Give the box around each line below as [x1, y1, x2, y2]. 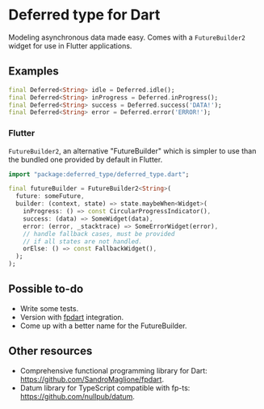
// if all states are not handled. [23, 237, 143, 246]
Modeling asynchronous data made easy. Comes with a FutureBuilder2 [8, 32, 246, 42]
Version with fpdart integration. [19, 312, 124, 322]
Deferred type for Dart [8, 6, 161, 24]
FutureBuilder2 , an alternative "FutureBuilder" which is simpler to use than [8, 145, 257, 155]
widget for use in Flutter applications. [8, 40, 132, 50]
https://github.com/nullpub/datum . [19, 391, 136, 401]
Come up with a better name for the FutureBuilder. [19, 321, 187, 331]
